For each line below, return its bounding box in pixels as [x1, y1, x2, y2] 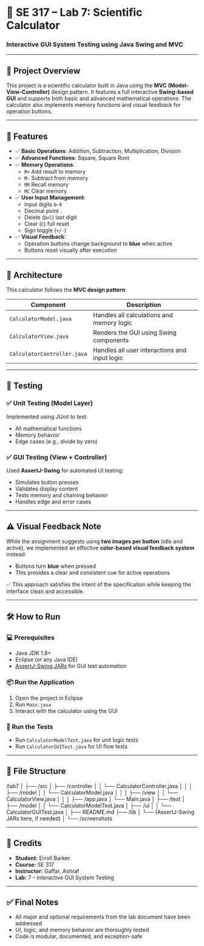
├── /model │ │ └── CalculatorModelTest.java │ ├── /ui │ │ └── [6, 801, 172, 809]
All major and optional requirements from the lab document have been [15, 913, 191, 920]
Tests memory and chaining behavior [15, 491, 108, 499]
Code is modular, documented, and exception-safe [15, 933, 143, 940]
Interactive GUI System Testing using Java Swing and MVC [6, 40, 183, 49]
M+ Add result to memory [24, 168, 86, 176]
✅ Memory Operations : [15, 161, 75, 168]
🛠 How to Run [6, 612, 61, 622]
